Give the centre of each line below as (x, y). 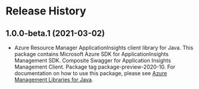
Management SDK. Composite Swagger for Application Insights (93, 60)
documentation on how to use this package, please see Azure (91, 73)
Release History (46, 11)
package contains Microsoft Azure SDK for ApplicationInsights (91, 54)
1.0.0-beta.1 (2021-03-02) (55, 33)
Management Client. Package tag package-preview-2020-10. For (95, 67)
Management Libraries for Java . (54, 80)
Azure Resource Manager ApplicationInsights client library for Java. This (104, 48)
